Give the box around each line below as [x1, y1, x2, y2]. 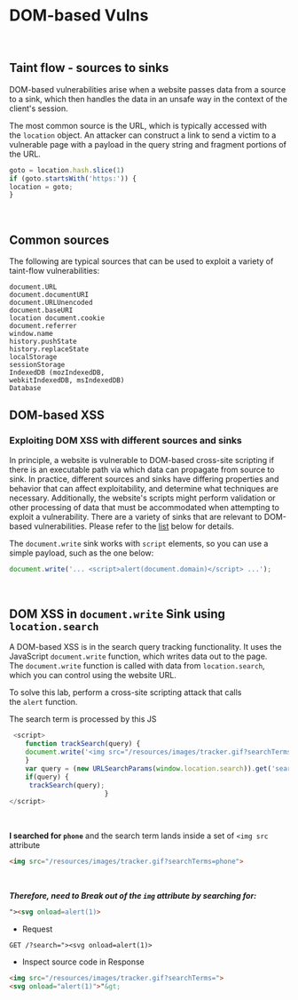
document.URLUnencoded [9, 299, 93, 308]
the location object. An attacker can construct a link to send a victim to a [9, 130, 277, 140]
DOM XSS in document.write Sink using [9, 606, 226, 622]
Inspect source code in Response [21, 956, 145, 967]
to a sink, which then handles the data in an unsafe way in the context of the [9, 93, 288, 104]
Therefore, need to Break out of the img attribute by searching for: [9, 891, 257, 901]
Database [9, 384, 42, 393]
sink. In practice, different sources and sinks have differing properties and [9, 473, 279, 484]
